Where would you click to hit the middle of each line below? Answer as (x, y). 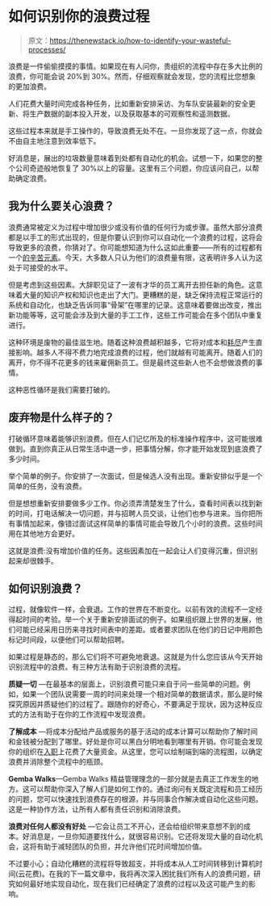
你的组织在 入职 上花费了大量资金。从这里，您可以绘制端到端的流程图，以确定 (135, 752)
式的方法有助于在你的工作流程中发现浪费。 (79, 715)
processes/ (47, 49)
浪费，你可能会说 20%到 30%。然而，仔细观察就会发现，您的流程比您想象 (132, 76)
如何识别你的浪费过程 (79, 17)
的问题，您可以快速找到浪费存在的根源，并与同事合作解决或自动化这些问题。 (135, 799)
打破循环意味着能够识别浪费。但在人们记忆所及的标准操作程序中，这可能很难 (135, 438)
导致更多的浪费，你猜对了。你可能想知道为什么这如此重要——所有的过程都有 (135, 247)
